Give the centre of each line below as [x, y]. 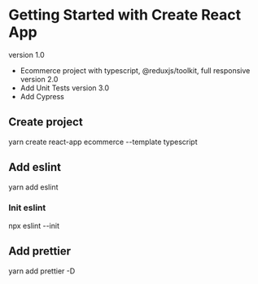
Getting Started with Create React [125, 15]
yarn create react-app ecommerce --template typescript [103, 142]
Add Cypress [42, 96]
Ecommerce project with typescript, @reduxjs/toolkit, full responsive [135, 70]
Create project [46, 122]
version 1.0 [26, 55]
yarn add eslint [33, 187]
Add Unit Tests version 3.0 [65, 88]
